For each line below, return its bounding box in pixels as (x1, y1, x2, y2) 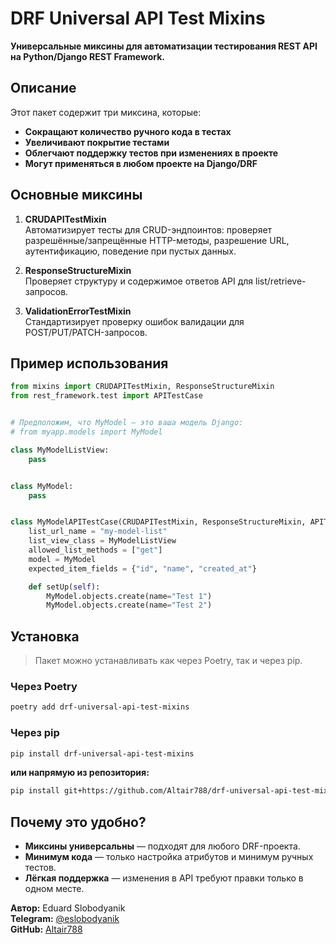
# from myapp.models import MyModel (10, 427, 163, 437)
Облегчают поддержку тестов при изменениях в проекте (24, 147, 279, 159)
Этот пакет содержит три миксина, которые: (10, 106, 202, 118)
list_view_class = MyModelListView (28, 536, 177, 546)
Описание (10, 80, 77, 97)
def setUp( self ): (28, 582, 101, 592)
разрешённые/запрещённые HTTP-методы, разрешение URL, (24, 234, 290, 246)
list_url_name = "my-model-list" (28, 527, 168, 537)
